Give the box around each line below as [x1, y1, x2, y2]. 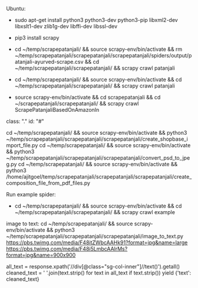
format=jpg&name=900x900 [6, 251, 76, 258]
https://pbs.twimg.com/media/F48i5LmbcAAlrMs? [6, 245, 128, 252]
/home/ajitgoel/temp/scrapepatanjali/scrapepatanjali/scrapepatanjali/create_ [6, 173, 192, 180]
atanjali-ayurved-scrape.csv [14, 59, 84, 65]
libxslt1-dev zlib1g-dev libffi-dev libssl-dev [14, 23, 118, 30]
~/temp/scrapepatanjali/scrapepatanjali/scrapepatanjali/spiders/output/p [14, 52, 192, 59]
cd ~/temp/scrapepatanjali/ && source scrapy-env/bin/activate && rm [14, 46, 183, 53]
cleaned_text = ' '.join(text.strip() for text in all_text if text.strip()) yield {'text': [6, 269, 192, 276]
